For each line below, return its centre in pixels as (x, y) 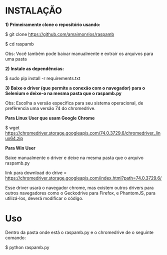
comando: (15, 237)
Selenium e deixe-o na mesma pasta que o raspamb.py (63, 93)
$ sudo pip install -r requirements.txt (43, 78)
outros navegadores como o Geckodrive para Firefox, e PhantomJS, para (80, 193)
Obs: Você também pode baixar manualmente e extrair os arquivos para (79, 53)
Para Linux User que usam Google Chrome (50, 118)
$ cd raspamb (19, 44)
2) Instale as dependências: (34, 68)
